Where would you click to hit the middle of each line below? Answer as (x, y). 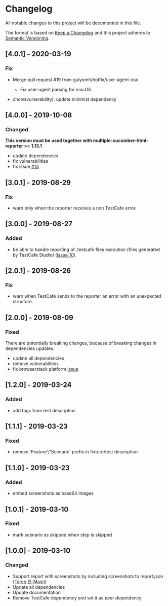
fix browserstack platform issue (46, 369)
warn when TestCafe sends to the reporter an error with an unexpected (87, 296)
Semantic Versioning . (27, 38)
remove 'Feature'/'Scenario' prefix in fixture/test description (75, 452)
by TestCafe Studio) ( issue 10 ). (45, 255)
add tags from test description (44, 410)
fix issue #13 (26, 167)
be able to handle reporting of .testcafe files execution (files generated (86, 249)
